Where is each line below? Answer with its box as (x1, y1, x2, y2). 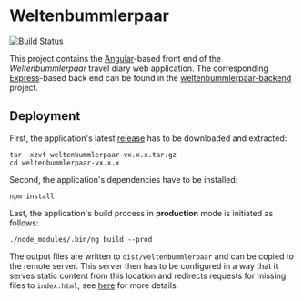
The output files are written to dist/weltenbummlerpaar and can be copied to (9, 251, 294, 262)
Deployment (9, 108, 81, 124)
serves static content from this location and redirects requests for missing (9, 270, 287, 281)
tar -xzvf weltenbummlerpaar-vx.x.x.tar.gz (9, 150, 177, 159)
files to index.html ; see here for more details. (9, 279, 179, 291)
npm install (9, 192, 55, 201)
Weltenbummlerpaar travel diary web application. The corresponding (9, 63, 268, 74)
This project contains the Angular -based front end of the (9, 53, 221, 64)
